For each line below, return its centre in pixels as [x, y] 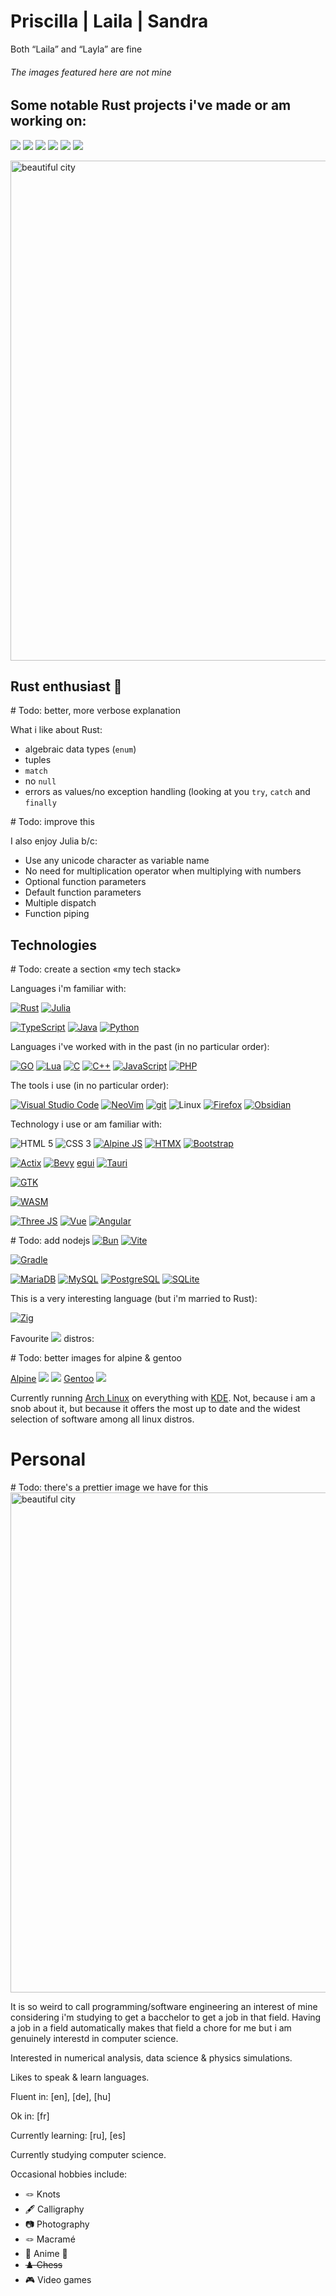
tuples [38, 760]
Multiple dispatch [60, 903]
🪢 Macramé [50, 2239]
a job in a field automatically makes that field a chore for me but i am [151, 2028]
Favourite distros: [52, 1339]
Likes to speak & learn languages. [80, 2077]
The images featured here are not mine [91, 72]
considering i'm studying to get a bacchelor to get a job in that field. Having [166, 2017]
